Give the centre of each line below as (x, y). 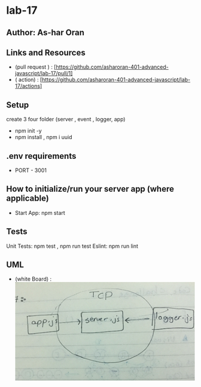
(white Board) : (33, 279)
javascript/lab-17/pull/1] (44, 73)
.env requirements (41, 156)
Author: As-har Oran (45, 33)
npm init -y (28, 131)
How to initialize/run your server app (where (90, 189)
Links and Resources (46, 52)
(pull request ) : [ (35, 67)
